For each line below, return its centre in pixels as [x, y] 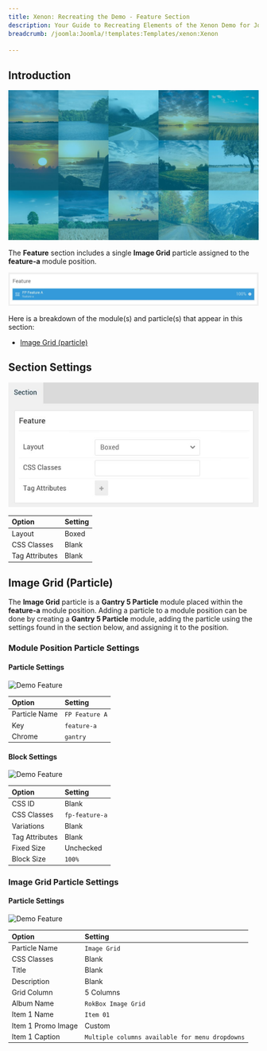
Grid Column [32, 992]
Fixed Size [29, 848]
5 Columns [103, 992]
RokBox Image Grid [115, 1004]
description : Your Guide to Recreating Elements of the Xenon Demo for [129, 25]
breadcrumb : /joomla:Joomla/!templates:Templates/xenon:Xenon [113, 33]
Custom [97, 1026]
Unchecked [83, 848]
